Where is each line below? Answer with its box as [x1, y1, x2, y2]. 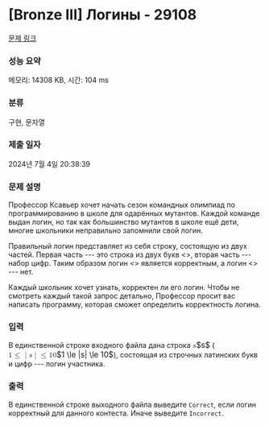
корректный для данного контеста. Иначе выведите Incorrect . [8, 408, 224, 418]
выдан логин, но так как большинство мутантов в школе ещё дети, [8, 217, 239, 227]
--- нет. [8, 267, 34, 277]
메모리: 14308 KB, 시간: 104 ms [8, 75, 109, 85]
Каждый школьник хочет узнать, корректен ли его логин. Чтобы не [8, 283, 240, 292]
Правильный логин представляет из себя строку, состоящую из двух [8, 242, 247, 251]
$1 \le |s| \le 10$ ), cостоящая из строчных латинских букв [56, 349, 259, 360]
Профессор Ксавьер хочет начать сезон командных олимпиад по [8, 200, 236, 210]
